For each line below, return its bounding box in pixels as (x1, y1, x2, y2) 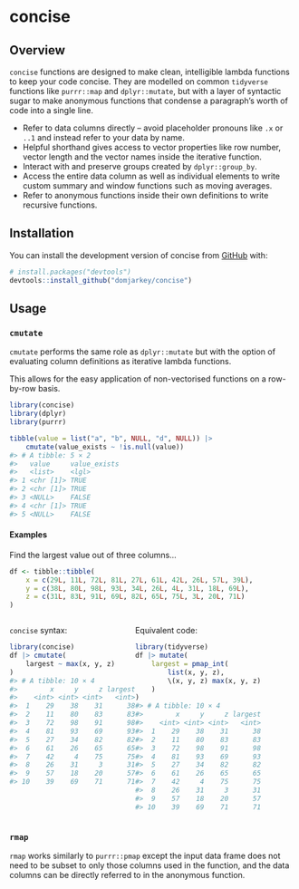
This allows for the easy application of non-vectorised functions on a (9, 373, 267, 384)
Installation (9, 226, 74, 241)
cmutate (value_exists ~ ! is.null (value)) (25, 442, 184, 451)
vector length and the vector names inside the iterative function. (22, 151, 263, 162)
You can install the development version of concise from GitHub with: (9, 249, 268, 260)
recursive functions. (22, 199, 98, 210)
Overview (9, 43, 66, 58)
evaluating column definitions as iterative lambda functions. (9, 356, 232, 367)
